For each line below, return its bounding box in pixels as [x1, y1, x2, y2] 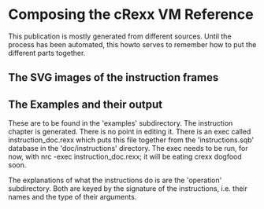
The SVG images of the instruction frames [8, 71, 219, 84]
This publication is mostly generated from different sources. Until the [8, 31, 232, 41]
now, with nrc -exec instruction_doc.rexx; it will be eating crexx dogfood [8, 152, 242, 162]
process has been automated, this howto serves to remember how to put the [8, 39, 257, 49]
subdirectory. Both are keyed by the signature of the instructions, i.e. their [8, 184, 248, 193]
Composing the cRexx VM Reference [8, 5, 254, 24]
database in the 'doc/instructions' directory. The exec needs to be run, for [8, 144, 248, 153]
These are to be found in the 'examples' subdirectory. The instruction [8, 119, 233, 128]
